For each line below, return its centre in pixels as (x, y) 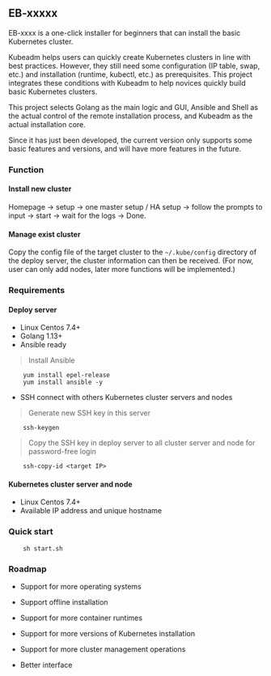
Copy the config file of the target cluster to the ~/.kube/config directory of (133, 252)
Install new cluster (40, 189)
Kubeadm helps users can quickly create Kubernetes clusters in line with (129, 57)
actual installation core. (47, 124)
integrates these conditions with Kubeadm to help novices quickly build (127, 83)
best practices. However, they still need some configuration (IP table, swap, (134, 66)
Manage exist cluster (44, 234)
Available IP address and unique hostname (91, 511)
